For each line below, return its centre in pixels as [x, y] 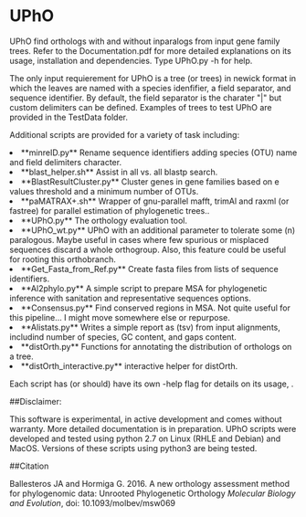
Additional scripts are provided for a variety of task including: [125, 134]
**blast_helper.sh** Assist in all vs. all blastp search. [120, 172]
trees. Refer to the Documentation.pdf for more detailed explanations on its [151, 50]
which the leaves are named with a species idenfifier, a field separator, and [150, 88]
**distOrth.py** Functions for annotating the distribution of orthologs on [157, 346]
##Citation [29, 466]
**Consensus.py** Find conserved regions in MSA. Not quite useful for [156, 308]
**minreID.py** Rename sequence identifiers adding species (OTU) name [159, 153]
